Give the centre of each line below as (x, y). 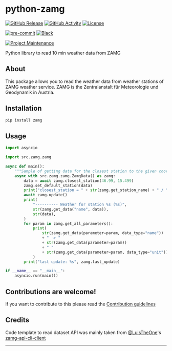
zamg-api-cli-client (26, 338)
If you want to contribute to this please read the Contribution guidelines (81, 304)
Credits (17, 320)
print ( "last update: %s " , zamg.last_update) (72, 262)
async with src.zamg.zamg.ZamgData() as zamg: (65, 176)
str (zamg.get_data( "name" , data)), (71, 209)
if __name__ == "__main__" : (35, 271)
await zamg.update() (46, 195)
